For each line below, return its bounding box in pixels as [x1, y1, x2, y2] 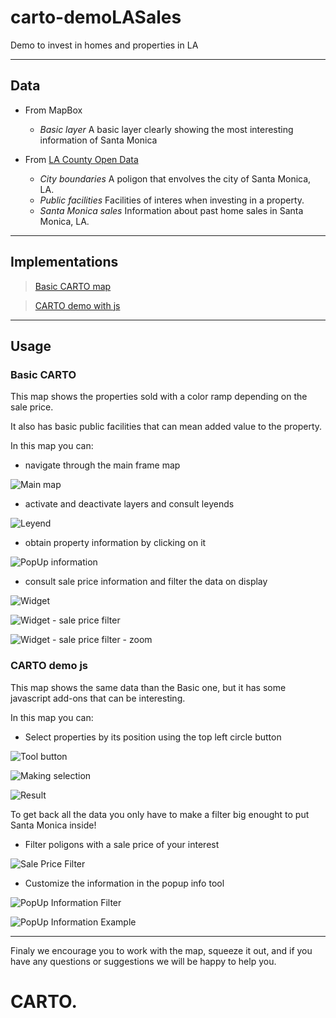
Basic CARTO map [34, 280, 112, 292]
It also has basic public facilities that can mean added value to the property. [10, 421, 323, 433]
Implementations [10, 254, 119, 271]
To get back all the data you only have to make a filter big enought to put [10, 808, 310, 820]
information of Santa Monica [39, 134, 158, 146]
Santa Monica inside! [10, 819, 97, 831]
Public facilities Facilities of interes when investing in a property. [39, 194, 305, 206]
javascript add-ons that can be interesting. [10, 692, 186, 704]
